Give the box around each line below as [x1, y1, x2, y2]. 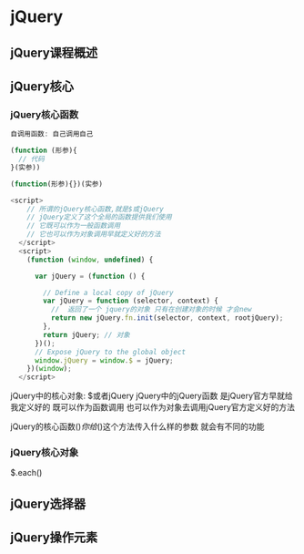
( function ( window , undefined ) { [26, 255, 154, 264]
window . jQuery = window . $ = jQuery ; [34, 355, 174, 365]
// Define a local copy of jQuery [43, 288, 174, 297]
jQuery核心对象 [10, 446, 79, 459]
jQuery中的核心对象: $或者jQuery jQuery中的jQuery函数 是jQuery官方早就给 [10, 390, 294, 402]
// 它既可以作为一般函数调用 [26, 221, 121, 231]
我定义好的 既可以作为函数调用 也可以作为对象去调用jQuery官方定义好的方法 [10, 402, 295, 413]
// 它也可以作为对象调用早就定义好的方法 [26, 230, 162, 239]
